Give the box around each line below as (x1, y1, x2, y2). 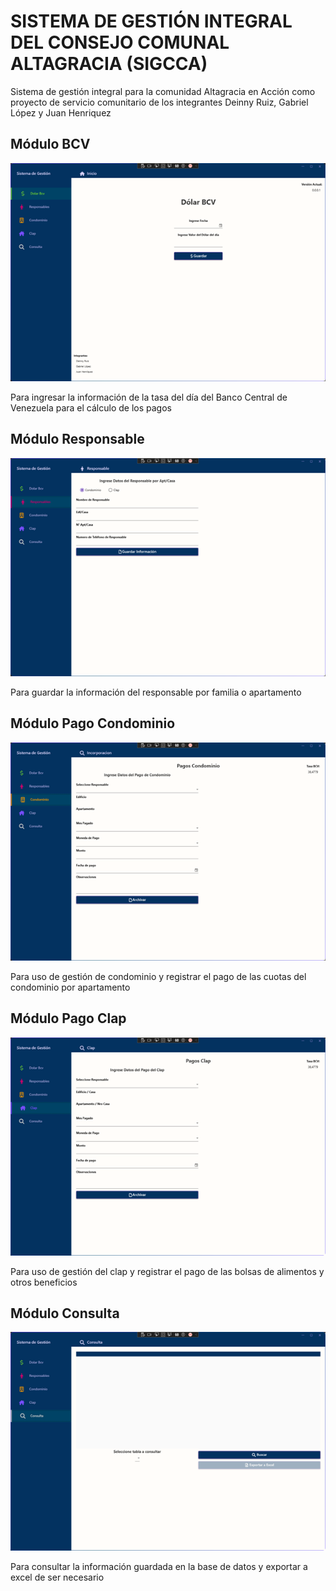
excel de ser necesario (10, 1571, 105, 1583)
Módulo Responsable (10, 431, 145, 448)
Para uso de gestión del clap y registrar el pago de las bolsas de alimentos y (10, 1265, 325, 1277)
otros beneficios (10, 1276, 78, 1288)
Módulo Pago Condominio (10, 715, 176, 732)
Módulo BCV (10, 136, 91, 153)
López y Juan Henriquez (10, 106, 112, 119)
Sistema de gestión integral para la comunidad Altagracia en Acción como (10, 85, 316, 97)
